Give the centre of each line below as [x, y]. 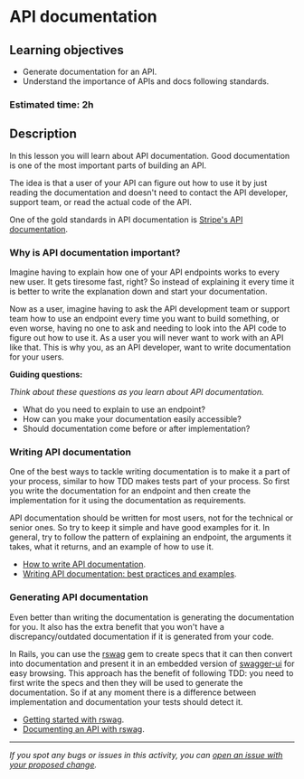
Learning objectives [67, 50]
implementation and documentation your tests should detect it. [126, 701]
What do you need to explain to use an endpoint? [114, 409]
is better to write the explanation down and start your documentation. [138, 292]
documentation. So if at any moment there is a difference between [133, 692]
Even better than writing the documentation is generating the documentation [152, 617]
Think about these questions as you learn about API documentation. [137, 392]
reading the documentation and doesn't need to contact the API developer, [149, 192]
